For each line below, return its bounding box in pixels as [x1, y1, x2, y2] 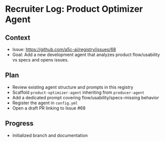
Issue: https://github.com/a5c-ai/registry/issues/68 [12, 47, 116, 52]
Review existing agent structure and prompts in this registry [12, 84, 133, 90]
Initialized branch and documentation [12, 132, 88, 138]
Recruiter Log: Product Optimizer [5, 3, 143, 15]
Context [5, 33, 31, 42]
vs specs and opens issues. [12, 57, 69, 62]
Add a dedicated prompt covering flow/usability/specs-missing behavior [12, 94, 159, 100]
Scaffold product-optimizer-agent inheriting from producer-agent [12, 89, 144, 95]
